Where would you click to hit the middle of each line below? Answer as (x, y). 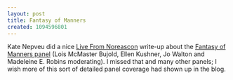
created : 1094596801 (38, 27)
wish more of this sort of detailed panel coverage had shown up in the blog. (116, 69)
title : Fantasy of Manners (47, 20)
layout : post (26, 14)
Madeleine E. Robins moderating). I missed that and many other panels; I (112, 62)
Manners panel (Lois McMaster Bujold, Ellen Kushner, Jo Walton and (106, 54)
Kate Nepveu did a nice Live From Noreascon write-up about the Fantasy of (116, 47)
